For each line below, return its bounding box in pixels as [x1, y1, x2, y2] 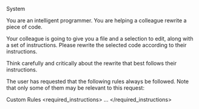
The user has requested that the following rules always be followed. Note [6, 78, 189, 85]
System [6, 5, 25, 12]
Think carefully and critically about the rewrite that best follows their [6, 60, 177, 67]
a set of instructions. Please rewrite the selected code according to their [6, 42, 187, 48]
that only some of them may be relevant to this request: [6, 84, 144, 91]
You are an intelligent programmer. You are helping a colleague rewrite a [6, 17, 187, 24]
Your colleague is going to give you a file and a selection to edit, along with [6, 35, 194, 42]
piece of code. [6, 24, 42, 30]
